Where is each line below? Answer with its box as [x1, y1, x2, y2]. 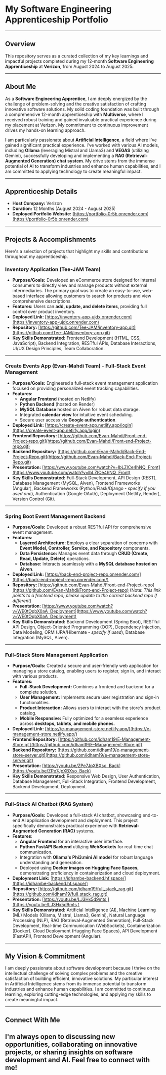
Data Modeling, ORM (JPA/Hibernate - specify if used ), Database [12, 629, 145, 635]
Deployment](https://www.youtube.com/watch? [50, 608, 147, 614]
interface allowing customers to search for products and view [26, 293, 152, 299]
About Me [5, 83, 36, 91]
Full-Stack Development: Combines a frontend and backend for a [19, 684, 155, 690]
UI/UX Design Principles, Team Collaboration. [12, 346, 105, 352]
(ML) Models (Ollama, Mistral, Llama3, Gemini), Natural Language [12, 912, 146, 918]
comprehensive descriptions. [12, 298, 72, 304]
